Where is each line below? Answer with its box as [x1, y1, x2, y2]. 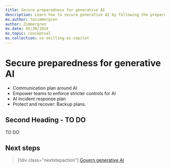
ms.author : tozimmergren [5, 17, 58, 22]
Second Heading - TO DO [5, 116, 86, 124]
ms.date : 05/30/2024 [5, 26, 49, 31]
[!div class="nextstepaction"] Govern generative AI [17, 157, 124, 163]
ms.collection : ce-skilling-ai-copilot [5, 36, 90, 41]
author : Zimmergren [5, 21, 47, 27]
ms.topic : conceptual [5, 31, 51, 36]
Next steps [5, 144, 40, 152]
